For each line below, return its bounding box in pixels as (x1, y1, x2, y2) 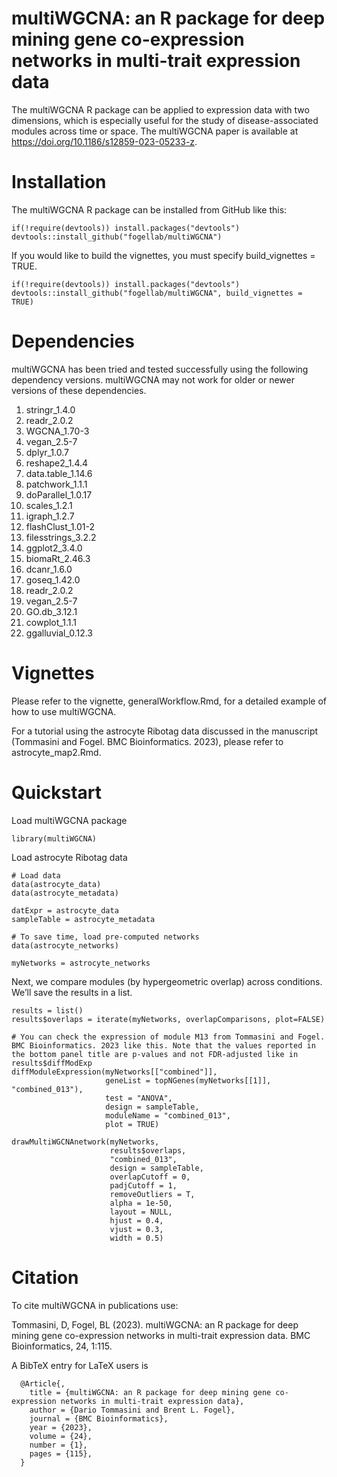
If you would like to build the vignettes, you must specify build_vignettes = (11, 249, 316, 261)
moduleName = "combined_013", (105, 1110, 231, 1121)
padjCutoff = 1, (109, 1180, 178, 1191)
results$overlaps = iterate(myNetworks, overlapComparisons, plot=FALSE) (11, 1014, 326, 1024)
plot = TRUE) (105, 1119, 160, 1129)
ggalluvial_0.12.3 (25, 627, 93, 639)
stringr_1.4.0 (25, 403, 76, 416)
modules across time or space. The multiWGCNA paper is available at (11, 125, 299, 137)
